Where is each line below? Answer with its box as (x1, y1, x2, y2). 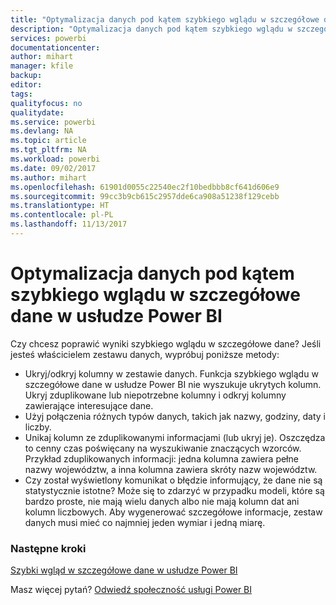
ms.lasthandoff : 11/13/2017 (10, 219, 128, 230)
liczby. (24, 421, 52, 433)
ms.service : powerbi (10, 117, 97, 127)
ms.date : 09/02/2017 (10, 163, 97, 173)
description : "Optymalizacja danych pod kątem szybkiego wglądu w (10, 24, 293, 34)
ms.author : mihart (10, 172, 87, 183)
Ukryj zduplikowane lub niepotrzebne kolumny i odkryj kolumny (24, 389, 287, 401)
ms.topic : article (10, 136, 87, 146)
